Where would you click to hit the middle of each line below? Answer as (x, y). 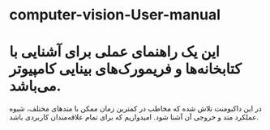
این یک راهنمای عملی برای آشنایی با (114, 52)
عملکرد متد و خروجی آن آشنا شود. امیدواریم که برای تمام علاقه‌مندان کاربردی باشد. (134, 117)
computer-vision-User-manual (115, 15)
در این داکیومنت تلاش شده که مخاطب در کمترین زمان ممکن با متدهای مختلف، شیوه (135, 109)
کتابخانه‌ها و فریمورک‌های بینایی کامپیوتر (125, 69)
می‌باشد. (35, 86)
